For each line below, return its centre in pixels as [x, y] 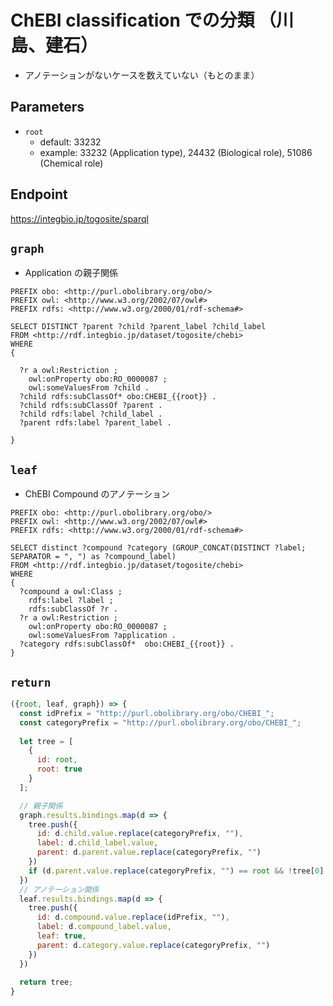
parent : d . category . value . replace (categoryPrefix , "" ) [153, 945]
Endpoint [39, 194]
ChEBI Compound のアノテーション [97, 494]
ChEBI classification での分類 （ [143, 20]
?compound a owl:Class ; [71, 592]
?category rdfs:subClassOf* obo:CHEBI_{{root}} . [127, 644]
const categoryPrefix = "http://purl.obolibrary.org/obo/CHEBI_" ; [160, 722]
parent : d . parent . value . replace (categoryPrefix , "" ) [149, 852]
